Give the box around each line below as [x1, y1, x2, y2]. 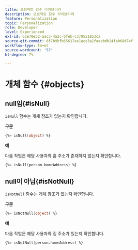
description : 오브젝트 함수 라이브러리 [5, 12, 74, 16]
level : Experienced [5, 30, 45, 34]
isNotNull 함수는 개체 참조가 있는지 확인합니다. [5, 191, 94, 197]
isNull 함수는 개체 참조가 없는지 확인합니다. [5, 113, 88, 119]
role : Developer [5, 25, 38, 30]
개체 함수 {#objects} [5, 78, 85, 90]
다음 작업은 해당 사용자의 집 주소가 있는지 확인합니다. [5, 231, 105, 236]
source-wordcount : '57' [5, 47, 53, 52]
